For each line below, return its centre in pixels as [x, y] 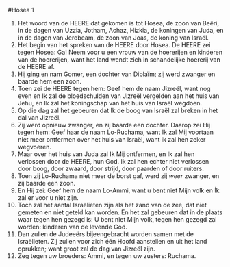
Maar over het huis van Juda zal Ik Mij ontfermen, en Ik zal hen [106, 154]
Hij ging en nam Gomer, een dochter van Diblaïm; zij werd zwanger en [116, 74]
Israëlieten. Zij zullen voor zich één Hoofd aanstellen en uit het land [112, 241]
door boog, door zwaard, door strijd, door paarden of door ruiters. [111, 168]
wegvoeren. [35, 147]
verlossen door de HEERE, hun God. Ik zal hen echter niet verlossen [113, 161]
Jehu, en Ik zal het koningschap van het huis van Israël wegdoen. [110, 103]
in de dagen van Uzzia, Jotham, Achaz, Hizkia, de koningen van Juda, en [121, 30]
